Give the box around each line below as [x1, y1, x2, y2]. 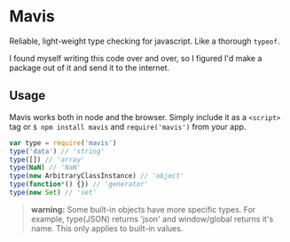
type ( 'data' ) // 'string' [9, 147, 105, 156]
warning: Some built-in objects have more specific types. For [30, 204, 256, 214]
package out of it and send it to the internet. [9, 62, 170, 73]
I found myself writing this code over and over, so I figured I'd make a [9, 52, 263, 63]
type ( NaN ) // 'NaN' [9, 163, 82, 173]
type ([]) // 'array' [9, 155, 86, 164]
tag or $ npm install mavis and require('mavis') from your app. [9, 121, 247, 132]
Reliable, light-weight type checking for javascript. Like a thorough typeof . [9, 36, 280, 46]
